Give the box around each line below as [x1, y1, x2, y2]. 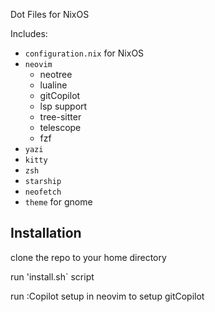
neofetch [24, 187, 62, 197]
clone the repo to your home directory [10, 251, 167, 263]
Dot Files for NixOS [10, 9, 90, 20]
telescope [39, 122, 82, 133]
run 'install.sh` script [10, 270, 95, 283]
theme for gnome [24, 196, 93, 208]
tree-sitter [39, 111, 82, 123]
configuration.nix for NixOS [24, 47, 145, 59]
